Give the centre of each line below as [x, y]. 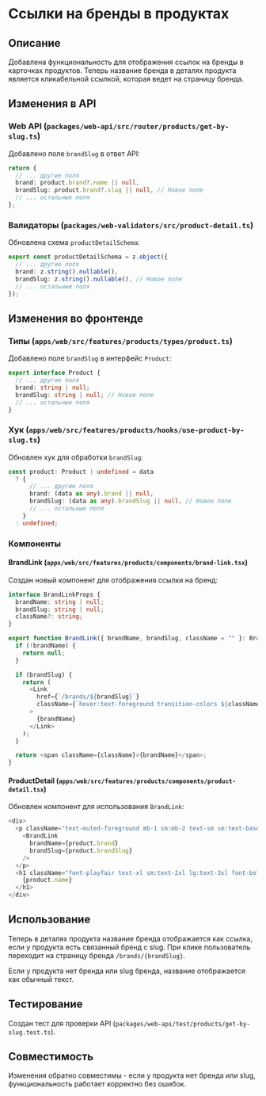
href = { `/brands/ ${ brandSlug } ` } [88, 697]
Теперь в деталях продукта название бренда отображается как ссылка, [131, 938]
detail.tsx [26, 789]
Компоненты [35, 544]
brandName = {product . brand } [74, 844]
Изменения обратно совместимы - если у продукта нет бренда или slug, [132, 1075]
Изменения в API [52, 104]
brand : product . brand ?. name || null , [78, 183]
